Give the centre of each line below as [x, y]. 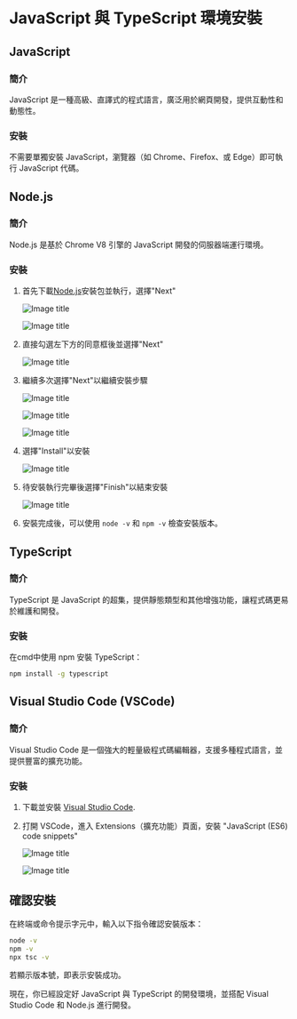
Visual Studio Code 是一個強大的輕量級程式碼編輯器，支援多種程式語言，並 [146, 750]
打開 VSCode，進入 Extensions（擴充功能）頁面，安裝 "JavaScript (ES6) [155, 826]
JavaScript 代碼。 [51, 168]
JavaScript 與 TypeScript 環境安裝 [136, 18]
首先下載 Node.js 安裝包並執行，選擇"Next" [99, 291]
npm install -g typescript [59, 674]
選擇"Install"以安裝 [56, 451]
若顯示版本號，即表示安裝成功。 [67, 975]
